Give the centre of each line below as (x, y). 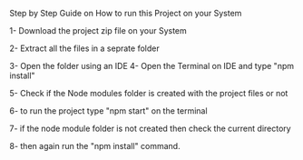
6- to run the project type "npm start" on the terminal (108, 111)
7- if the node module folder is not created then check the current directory (151, 128)
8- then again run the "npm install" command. (95, 146)
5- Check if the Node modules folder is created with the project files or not (149, 93)
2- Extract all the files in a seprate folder (85, 48)
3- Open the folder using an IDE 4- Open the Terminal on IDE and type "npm (152, 66)
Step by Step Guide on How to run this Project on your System (126, 13)
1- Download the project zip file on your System (98, 30)
